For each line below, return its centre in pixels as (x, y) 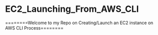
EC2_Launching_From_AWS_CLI (72, 9)
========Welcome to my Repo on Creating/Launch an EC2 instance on (79, 23)
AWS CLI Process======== (34, 28)
